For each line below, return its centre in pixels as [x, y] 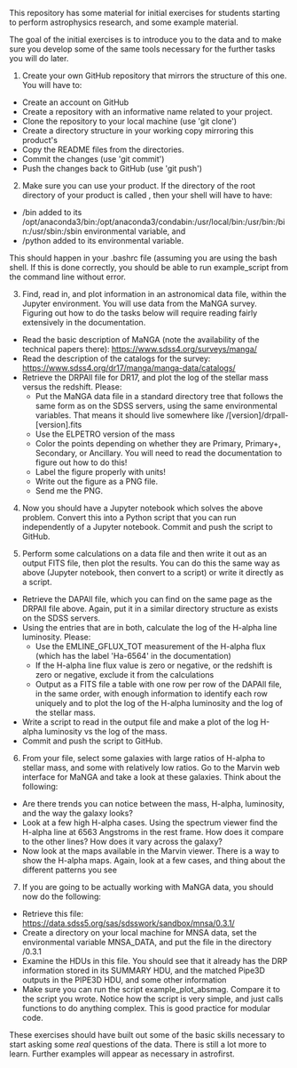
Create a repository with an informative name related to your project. [147, 112]
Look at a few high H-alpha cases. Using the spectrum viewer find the [150, 823]
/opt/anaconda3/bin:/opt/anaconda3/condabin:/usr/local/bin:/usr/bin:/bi [153, 222]
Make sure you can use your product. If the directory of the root [138, 185]
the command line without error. [68, 277]
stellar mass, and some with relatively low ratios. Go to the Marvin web [151, 767]
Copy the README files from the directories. [103, 149]
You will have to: [52, 85]
